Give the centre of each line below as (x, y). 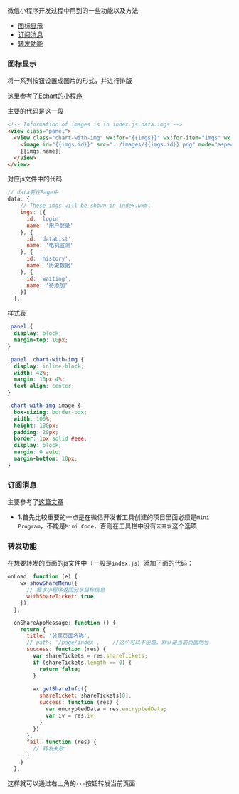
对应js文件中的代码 (35, 179)
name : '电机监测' (49, 246)
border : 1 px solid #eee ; (51, 439)
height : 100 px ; (36, 426)
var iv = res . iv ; (71, 715)
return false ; (60, 669)
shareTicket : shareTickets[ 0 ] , (85, 696)
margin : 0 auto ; (38, 452)
